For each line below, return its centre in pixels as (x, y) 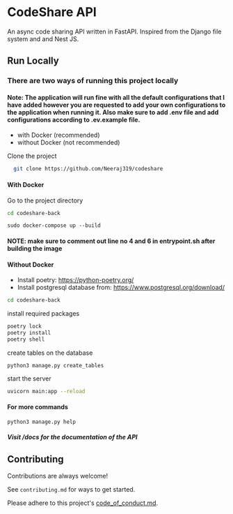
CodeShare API (52, 12)
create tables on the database (50, 353)
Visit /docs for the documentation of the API (72, 437)
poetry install (29, 332)
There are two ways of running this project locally (93, 81)
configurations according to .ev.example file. (74, 119)
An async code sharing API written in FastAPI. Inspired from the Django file (114, 31)
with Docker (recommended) (58, 135)
